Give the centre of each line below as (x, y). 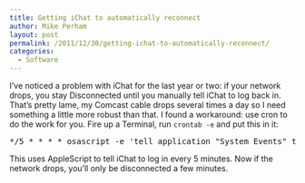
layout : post (34, 34)
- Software (38, 60)
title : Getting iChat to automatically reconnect (105, 18)
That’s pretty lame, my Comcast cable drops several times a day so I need (148, 105)
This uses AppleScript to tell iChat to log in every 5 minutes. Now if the (142, 159)
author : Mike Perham (49, 26)
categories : (32, 52)
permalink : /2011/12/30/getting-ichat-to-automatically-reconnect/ (140, 43)
